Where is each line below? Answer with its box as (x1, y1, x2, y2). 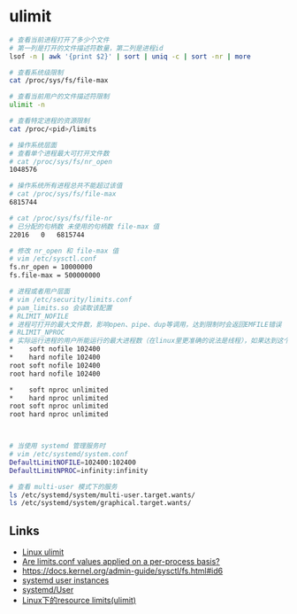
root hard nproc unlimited (9, 410, 109, 419)
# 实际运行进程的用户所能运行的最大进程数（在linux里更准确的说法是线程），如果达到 (9, 337, 278, 346)
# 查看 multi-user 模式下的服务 (9, 482, 118, 491)
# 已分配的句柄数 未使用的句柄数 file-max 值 (9, 222, 160, 231)
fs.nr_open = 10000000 (9, 263, 93, 272)
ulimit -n (9, 100, 46, 110)
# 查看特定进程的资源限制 (9, 117, 90, 126)
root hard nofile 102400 (9, 369, 101, 378)
